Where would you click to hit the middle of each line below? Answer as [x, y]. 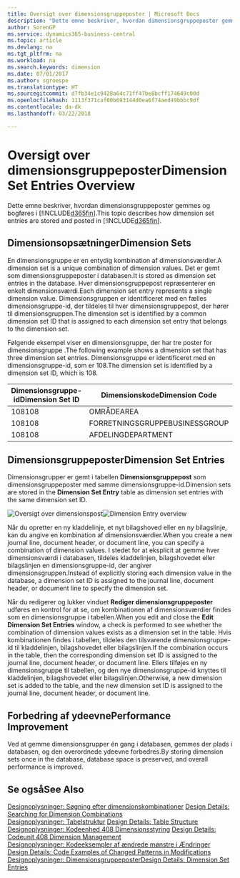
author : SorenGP [31, 27]
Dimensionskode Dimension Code [159, 395]
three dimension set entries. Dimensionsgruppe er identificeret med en [111, 357]
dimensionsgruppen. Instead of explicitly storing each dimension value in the [120, 573]
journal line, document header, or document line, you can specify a [106, 543]
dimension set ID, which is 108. [53, 373]
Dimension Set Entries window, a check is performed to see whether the [115, 625]
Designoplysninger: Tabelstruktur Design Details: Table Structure [103, 822]
